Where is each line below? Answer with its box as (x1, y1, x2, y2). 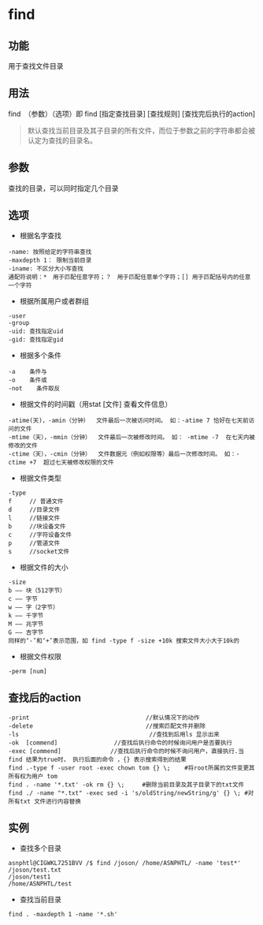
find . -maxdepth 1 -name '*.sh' (8, 911, 118, 919)
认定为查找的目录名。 (27, 136, 97, 145)
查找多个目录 (19, 844, 61, 853)
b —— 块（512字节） (8, 587, 66, 595)
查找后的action (8, 691, 81, 704)
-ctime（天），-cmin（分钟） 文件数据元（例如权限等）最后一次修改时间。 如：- (8, 450, 240, 458)
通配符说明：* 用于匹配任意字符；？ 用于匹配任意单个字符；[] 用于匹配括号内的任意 (8, 274, 251, 282)
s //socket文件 (8, 548, 70, 556)
